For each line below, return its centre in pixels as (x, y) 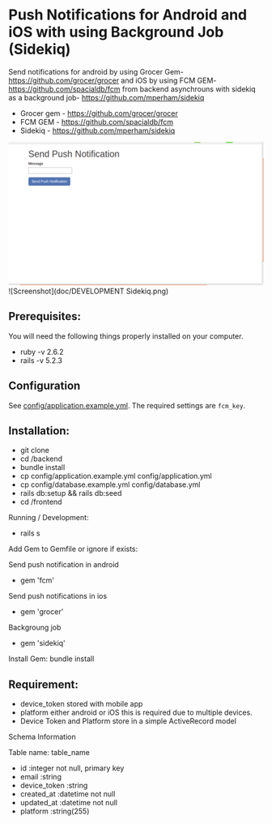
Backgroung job (35, 628)
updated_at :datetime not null (68, 803)
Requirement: (44, 684)
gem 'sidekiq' (43, 643)
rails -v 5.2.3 (41, 360)
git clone (35, 450)
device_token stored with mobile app (81, 704)
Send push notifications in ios (58, 596)
